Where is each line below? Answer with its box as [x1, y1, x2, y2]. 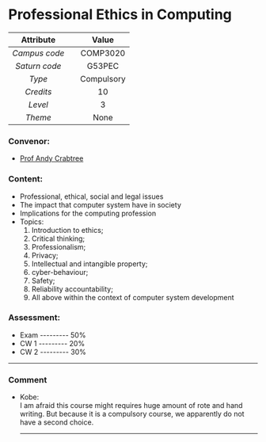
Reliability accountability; [31, 284, 113, 294]
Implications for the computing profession [19, 208, 157, 218]
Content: [8, 173, 44, 185]
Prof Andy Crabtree [19, 154, 84, 163]
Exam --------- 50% [19, 330, 86, 340]
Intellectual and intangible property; [31, 259, 148, 269]
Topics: [19, 216, 44, 227]
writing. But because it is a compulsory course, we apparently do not [19, 410, 245, 419]
